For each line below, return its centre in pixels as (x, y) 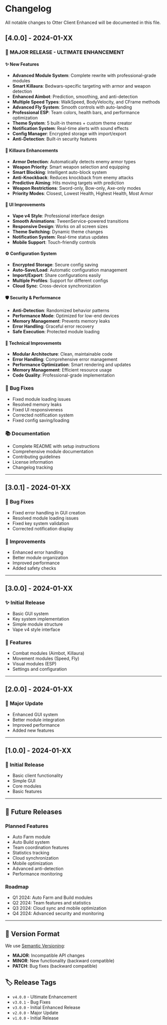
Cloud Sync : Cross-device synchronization (56, 286)
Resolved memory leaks (37, 404)
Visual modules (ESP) (34, 664)
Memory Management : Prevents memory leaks (61, 321)
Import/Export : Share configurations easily (56, 275)
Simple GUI (24, 781)
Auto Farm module (31, 837)
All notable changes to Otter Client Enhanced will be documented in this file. (83, 22)
